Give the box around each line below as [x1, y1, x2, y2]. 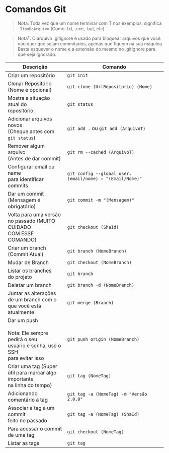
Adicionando [8, 390, 38, 397]
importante [8, 375, 34, 382]
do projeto [8, 273, 32, 280]
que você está [8, 302, 41, 309]
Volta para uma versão [8, 211, 61, 218]
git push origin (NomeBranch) [67, 336, 140, 342]
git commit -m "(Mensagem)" [67, 197, 135, 203]
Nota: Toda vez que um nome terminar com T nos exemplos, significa [17, 20, 162, 26]
